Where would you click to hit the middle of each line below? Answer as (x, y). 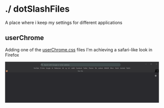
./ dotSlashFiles (37, 9)
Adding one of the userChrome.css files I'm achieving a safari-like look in (79, 49)
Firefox (12, 55)
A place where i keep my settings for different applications (64, 22)
